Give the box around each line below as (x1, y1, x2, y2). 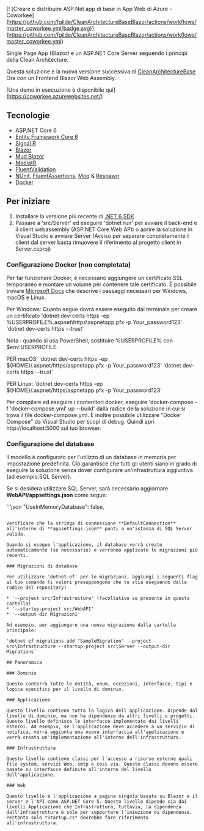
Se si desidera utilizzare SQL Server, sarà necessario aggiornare (6, 485, 169, 492)
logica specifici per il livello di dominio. (6, 686, 124, 693)
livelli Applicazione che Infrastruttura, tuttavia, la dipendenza (6, 804, 182, 810)
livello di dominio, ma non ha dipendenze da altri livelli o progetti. (6, 713, 195, 719)
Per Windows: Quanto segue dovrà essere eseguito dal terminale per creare (6, 305, 197, 312)
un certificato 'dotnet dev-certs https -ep (6, 312, 110, 319)
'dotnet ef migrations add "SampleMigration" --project (6, 638, 151, 644)
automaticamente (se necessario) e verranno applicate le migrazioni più (6, 547, 199, 553)
